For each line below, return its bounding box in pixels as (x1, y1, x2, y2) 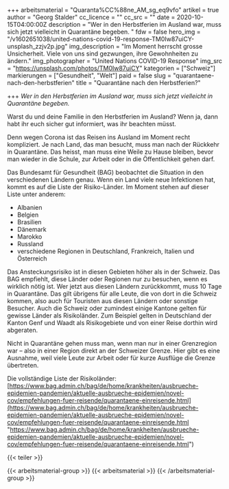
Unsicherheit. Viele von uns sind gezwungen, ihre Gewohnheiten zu (7, 49, 199, 58)
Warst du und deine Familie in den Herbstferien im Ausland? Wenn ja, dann (7, 112, 218, 121)
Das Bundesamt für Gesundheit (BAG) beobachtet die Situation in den (7, 168, 204, 176)
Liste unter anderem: (7, 190, 66, 198)
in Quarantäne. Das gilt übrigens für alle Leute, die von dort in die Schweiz (7, 289, 217, 298)
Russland (16, 240, 43, 248)
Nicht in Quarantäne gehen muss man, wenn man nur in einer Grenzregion (7, 339, 217, 347)
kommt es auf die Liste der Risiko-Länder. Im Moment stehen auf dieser (7, 183, 209, 191)
